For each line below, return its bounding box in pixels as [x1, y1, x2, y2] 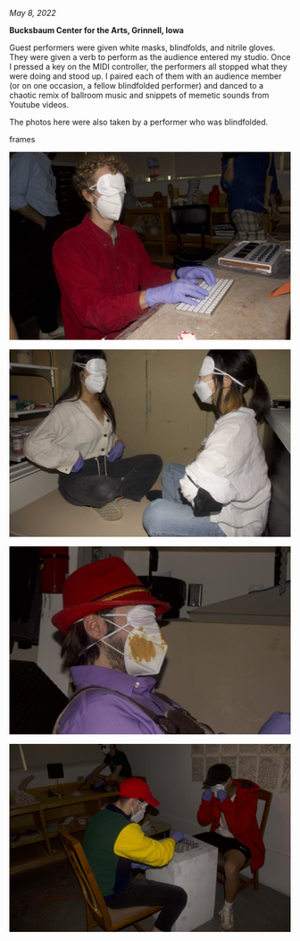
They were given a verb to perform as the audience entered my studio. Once [9, 52, 291, 62]
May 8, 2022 [9, 8, 56, 18]
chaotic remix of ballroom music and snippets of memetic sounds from [9, 90, 270, 100]
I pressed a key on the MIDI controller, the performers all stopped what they [9, 62, 287, 72]
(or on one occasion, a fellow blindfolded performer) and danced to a [9, 81, 264, 90]
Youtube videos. [9, 99, 70, 110]
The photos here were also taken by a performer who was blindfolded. [9, 116, 269, 127]
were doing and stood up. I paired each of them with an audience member [9, 71, 282, 81]
